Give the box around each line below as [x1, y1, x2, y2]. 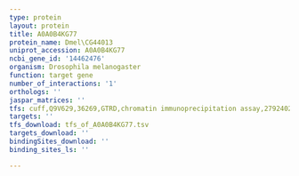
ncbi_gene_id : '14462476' [9, 54, 105, 63]
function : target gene [9, 71, 93, 80]
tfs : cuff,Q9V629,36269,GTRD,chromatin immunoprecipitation [9, 104, 238, 113]
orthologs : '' [9, 87, 62, 96]
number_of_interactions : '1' [9, 79, 117, 88]
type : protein [9, 12, 62, 22]
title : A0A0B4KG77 [9, 29, 77, 38]
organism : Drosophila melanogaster [9, 63, 141, 72]
